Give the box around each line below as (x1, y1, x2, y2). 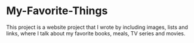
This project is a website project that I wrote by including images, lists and (6, 24, 188, 31)
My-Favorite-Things (6, 4, 108, 18)
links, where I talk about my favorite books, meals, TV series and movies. (6, 29, 186, 37)
